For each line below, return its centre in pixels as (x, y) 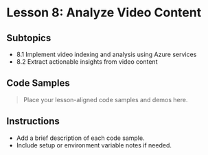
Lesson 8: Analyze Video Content (104, 13)
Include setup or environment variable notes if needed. (94, 145)
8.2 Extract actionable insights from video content (87, 62)
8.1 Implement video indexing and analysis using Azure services (106, 54)
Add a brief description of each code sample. (80, 138)
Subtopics (29, 38)
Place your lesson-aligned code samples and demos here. (105, 99)
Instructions (33, 121)
